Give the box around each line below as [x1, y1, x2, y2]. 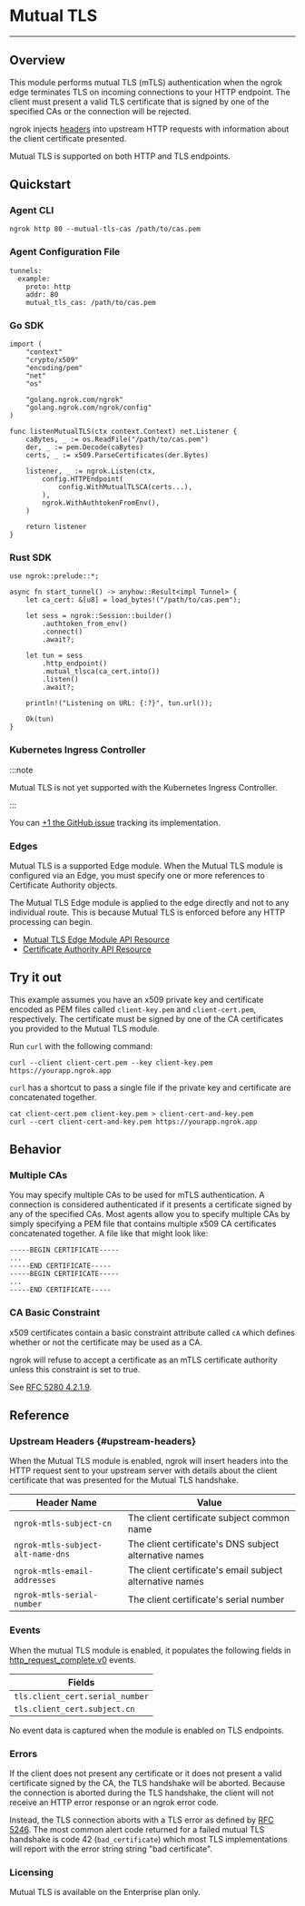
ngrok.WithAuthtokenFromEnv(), [42, 498, 161, 508]
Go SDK [9, 319, 44, 331]
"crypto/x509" [25, 356, 79, 365]
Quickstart [9, 177, 72, 192]
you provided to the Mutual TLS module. [9, 1023, 161, 1034]
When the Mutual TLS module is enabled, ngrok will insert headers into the [9, 1456, 289, 1467]
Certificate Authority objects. [9, 879, 118, 890]
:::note [9, 764, 34, 775]
